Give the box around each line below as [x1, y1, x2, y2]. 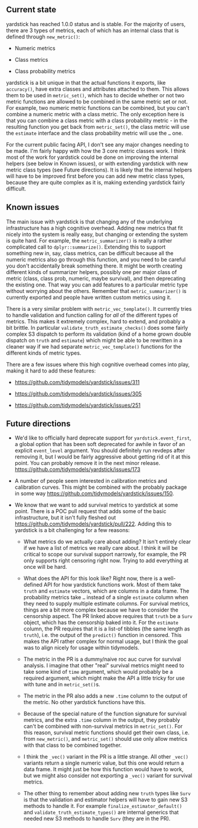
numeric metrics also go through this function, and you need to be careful [6, 256, 186, 263]
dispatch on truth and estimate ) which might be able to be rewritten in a [6, 336, 183, 343]
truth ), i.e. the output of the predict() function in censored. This [23, 632, 182, 639]
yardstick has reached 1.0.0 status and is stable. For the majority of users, [6, 20, 186, 27]
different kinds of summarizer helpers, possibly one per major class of [6, 268, 177, 275]
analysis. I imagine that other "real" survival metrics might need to [23, 662, 184, 669]
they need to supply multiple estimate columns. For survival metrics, [23, 600, 190, 607]
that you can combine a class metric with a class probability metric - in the [6, 117, 188, 124]
